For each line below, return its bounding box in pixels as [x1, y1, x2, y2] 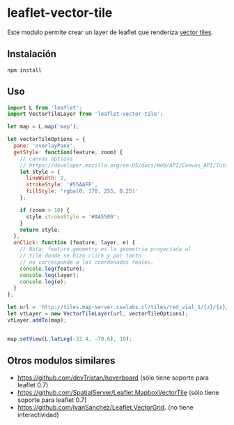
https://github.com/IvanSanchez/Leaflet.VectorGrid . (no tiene [17, 403, 194, 411]
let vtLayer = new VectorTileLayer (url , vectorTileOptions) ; [7, 311, 189, 318]
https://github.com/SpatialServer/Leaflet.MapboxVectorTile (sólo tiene [17, 388, 219, 396]
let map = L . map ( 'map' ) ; [7, 124, 79, 131]
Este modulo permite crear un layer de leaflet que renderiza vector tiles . [7, 28, 214, 36]
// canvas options [19, 155, 73, 162]
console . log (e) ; [19, 278, 68, 285]
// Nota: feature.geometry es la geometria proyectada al [19, 246, 192, 253]
